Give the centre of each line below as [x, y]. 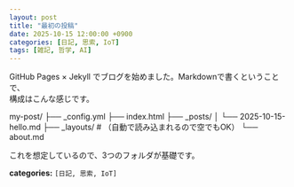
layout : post [33, 17]
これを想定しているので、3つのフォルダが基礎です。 [104, 155]
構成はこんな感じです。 [52, 99]
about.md [27, 137]
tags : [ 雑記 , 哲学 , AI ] [50, 51]
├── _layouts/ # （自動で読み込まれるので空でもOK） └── [151, 127]
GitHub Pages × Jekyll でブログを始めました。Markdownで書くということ [144, 77]
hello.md [25, 127]
